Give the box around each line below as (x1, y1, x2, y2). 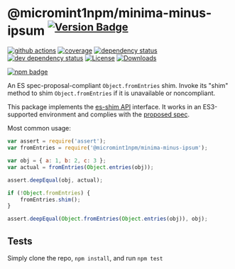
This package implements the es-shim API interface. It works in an (7, 103, 202, 111)
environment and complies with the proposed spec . (38, 110, 190, 119)
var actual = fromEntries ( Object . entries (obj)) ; (7, 163, 154, 171)
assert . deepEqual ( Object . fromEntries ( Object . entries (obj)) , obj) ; (7, 215, 208, 223)
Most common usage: (7, 124, 71, 133)
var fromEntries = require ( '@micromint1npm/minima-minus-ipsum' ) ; (7, 144, 208, 152)
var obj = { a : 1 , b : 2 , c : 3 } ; (7, 158, 106, 165)
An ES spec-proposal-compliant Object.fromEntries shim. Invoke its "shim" (7, 82, 229, 90)
